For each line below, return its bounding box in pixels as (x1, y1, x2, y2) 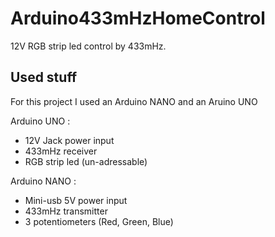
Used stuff (10, 69, 78, 86)
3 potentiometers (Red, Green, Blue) (24, 215, 174, 227)
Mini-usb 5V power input (24, 194, 128, 206)
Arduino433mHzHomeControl (10, 7, 266, 30)
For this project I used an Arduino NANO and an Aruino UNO (10, 95, 258, 107)
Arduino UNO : (10, 115, 71, 127)
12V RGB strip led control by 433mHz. (10, 40, 167, 52)
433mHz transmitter (24, 205, 108, 217)
